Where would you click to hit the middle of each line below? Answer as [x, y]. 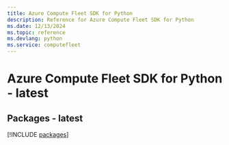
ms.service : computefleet [44, 45]
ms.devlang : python [35, 39]
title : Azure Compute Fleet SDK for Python [70, 13]
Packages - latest [45, 118]
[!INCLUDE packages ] [38, 134]
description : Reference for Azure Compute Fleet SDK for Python [100, 20]
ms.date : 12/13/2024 [37, 26]
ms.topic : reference [37, 32]
